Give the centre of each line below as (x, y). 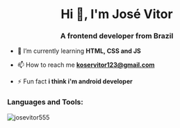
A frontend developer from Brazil (117, 36)
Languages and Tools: (45, 102)
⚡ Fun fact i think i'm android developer (75, 81)
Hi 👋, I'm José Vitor (117, 14)
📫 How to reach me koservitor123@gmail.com (86, 65)
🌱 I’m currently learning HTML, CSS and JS (79, 51)
